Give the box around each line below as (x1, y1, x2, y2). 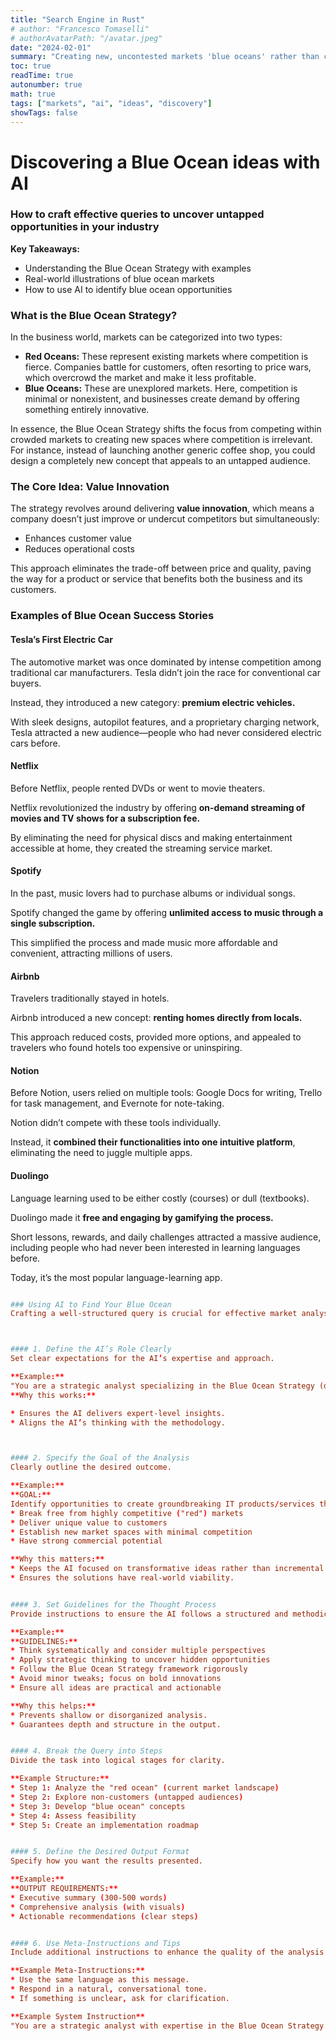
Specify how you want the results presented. (10, 1856, 203, 1866)
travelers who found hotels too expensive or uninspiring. (10, 1042, 243, 1054)
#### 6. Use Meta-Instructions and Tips (10, 1938, 182, 1948)
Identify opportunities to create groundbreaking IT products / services (10, 1499, 315, 1509)
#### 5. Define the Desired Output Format (10, 1847, 190, 1857)
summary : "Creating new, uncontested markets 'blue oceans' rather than (10, 52, 320, 62)
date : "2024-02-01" (10, 42, 92, 53)
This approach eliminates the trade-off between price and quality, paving (10, 562, 312, 575)
